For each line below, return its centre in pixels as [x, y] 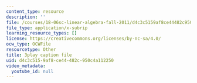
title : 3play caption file [39, 55]
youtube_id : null [33, 71]
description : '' [26, 17]
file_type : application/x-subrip [47, 28]
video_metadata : [26, 66]
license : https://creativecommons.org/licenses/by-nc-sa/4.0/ [84, 39]
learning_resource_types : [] [42, 33]
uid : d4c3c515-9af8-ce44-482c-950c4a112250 [60, 60]
